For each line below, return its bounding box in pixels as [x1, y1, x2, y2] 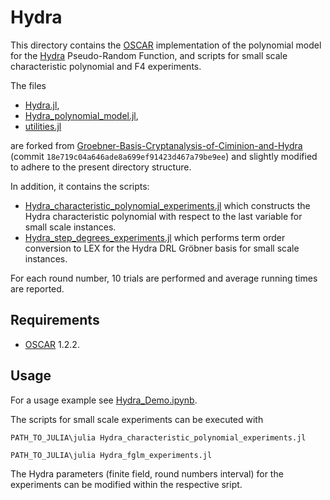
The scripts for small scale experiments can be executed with [10, 413, 264, 425]
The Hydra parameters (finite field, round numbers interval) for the [10, 467, 284, 480]
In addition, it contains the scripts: [10, 180, 150, 192]
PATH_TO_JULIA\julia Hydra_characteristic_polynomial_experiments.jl [10, 432, 307, 443]
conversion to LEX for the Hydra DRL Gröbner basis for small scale [24, 242, 300, 254]
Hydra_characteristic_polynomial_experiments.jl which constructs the [24, 199, 311, 211]
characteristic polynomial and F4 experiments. [10, 60, 202, 72]
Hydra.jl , [24, 99, 60, 111]
